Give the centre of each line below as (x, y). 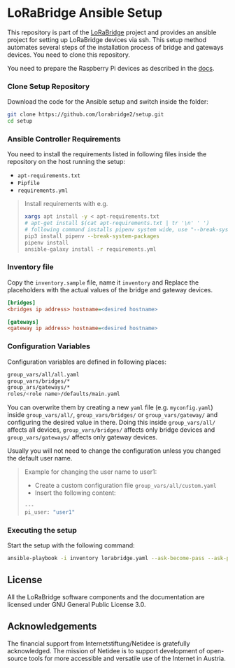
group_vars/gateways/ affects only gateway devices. (83, 437)
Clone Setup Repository (49, 86)
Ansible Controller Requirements (64, 139)
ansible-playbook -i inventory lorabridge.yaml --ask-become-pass (106, 559)
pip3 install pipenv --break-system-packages (92, 236)
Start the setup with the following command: (71, 545)
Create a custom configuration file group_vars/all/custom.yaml (126, 486)
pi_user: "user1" (50, 512)
